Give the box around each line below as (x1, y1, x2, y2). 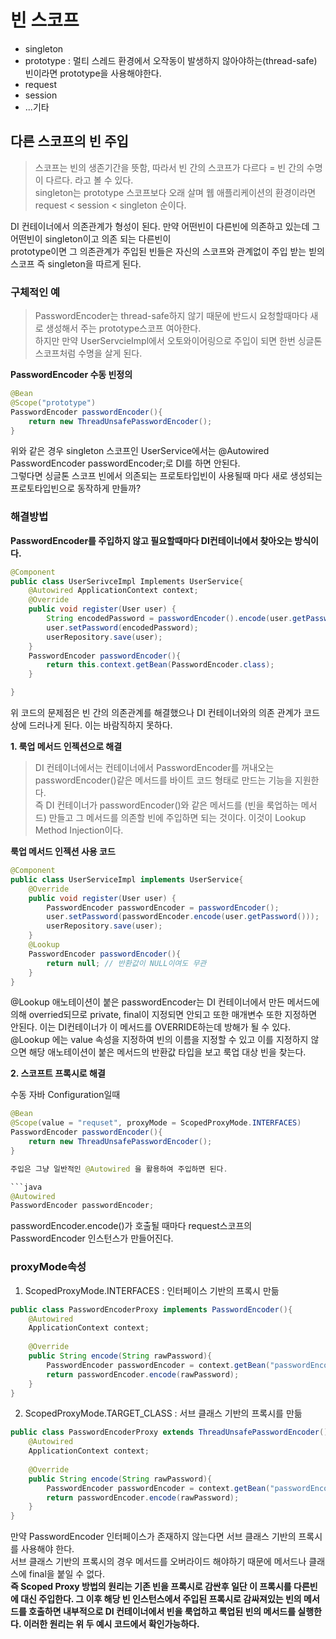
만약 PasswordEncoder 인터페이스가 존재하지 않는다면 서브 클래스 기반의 (10, 1531, 297, 1543)
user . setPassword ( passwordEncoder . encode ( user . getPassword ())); (46, 912, 320, 922)
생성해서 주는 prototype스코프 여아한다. (45, 322, 202, 335)
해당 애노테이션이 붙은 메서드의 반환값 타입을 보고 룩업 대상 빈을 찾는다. (28, 1046, 307, 1058)
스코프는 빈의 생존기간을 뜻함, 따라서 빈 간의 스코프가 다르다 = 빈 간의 (34, 161, 305, 173)
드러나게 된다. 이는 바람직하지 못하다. (28, 719, 173, 731)
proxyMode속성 (10, 1260, 87, 1274)
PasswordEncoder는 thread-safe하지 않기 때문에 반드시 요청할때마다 (34, 310, 308, 322)
